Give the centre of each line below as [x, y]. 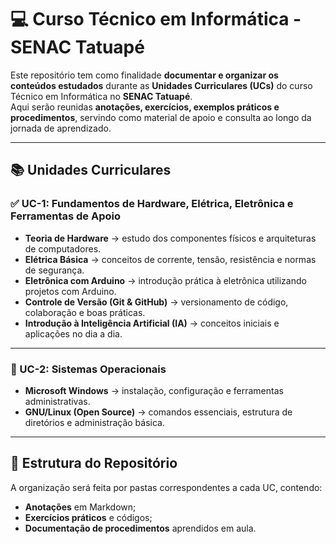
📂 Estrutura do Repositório [94, 463]
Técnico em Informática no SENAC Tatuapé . [101, 96]
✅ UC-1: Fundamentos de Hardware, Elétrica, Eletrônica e [152, 204]
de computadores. [63, 248]
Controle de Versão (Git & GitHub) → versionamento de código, [156, 302]
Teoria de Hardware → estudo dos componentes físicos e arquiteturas [170, 238]
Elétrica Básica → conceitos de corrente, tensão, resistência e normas [170, 259]
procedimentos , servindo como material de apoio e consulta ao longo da [161, 117]
